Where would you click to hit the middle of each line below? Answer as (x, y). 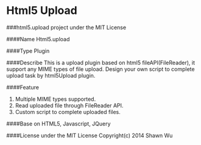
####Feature (23, 87)
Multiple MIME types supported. (55, 99)
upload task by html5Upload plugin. (51, 75)
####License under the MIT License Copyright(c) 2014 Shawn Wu (90, 135)
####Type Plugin (28, 51)
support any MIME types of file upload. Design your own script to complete (100, 69)
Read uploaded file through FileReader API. (69, 105)
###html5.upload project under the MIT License (66, 27)
